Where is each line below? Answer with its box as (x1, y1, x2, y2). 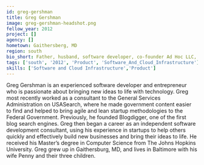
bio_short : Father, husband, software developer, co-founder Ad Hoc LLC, (6, 54, 197, 60)
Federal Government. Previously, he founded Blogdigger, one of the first (6, 114, 186, 121)
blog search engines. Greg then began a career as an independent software (6, 120, 196, 128)
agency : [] (6, 37, 34, 43)
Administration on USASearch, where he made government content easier (6, 101, 192, 108)
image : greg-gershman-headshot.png (6, 20, 97, 26)
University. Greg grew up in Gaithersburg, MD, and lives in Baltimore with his (6, 146, 197, 153)
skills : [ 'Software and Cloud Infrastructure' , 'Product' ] (6, 65, 156, 71)
